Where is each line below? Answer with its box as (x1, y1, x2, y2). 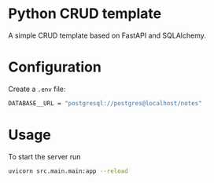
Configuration (8, 58, 102, 76)
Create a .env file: (8, 84, 66, 93)
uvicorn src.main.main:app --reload (8, 167, 128, 175)
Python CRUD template (8, 5, 162, 23)
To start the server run (8, 152, 81, 161)
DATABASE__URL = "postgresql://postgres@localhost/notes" (8, 99, 202, 107)
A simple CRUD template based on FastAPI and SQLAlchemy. (8, 31, 207, 40)
